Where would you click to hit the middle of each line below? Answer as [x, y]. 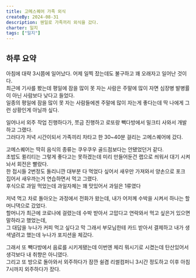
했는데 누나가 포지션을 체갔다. [60, 235]
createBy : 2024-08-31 [32, 17]
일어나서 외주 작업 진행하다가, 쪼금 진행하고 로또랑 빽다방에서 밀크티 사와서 [91, 122]
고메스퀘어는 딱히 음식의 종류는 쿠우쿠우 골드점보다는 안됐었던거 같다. [85, 149]
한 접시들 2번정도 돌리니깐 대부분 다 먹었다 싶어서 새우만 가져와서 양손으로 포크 [96, 171]
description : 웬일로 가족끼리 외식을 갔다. [52, 22]
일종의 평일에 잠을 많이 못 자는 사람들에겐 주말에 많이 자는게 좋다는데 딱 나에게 [95, 102]
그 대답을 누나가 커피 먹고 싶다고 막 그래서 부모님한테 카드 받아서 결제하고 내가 [95, 227]
